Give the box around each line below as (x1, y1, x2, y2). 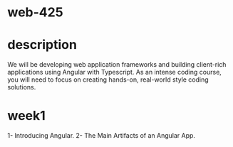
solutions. (7, 83, 36, 92)
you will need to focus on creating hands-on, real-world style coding (7, 75, 209, 84)
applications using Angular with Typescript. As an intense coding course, (7, 68, 222, 77)
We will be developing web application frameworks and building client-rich (7, 60, 227, 69)
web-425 (7, 4, 63, 21)
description (7, 37, 77, 53)
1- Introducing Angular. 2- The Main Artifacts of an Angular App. (7, 131, 196, 140)
